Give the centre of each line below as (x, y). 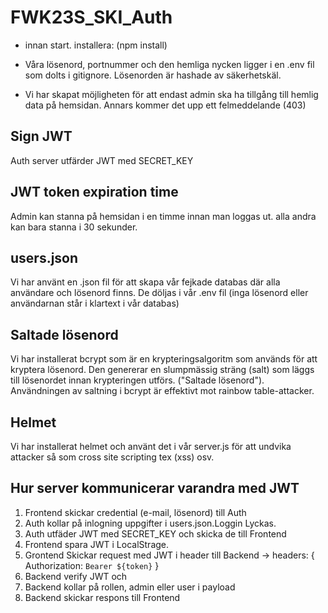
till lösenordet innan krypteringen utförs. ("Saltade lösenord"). (137, 380)
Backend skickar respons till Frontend (102, 597)
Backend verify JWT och (76, 576)
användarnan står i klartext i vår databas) (95, 303)
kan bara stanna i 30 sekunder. (74, 227)
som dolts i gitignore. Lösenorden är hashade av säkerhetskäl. (153, 75)
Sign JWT (41, 136)
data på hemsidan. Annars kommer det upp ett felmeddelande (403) (165, 105)
